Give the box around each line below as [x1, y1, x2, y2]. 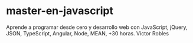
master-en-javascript [6, 4, 114, 18]
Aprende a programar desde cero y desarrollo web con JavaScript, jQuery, [6, 24, 188, 31]
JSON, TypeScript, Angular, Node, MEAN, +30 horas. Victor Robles [6, 29, 169, 37]
